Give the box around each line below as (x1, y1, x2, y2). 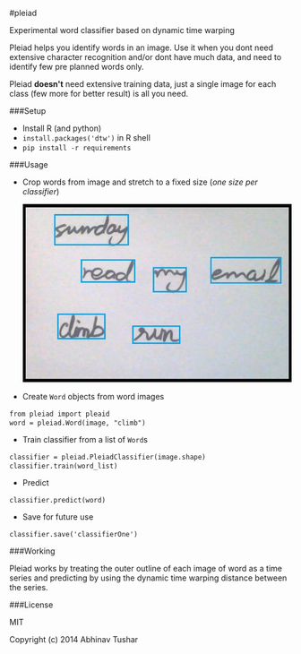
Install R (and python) (21, 123, 102, 133)
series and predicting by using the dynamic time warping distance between (9, 572, 288, 583)
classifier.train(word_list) (9, 461, 118, 470)
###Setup (9, 106, 47, 116)
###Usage (9, 159, 49, 169)
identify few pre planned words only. (9, 62, 145, 72)
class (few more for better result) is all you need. (9, 89, 189, 99)
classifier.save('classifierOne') (9, 529, 139, 538)
